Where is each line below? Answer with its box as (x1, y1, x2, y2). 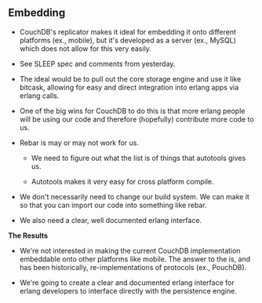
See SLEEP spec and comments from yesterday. (19, 59, 176, 68)
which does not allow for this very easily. (19, 43, 151, 53)
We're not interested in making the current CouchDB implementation (19, 246, 241, 255)
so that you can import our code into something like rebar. (19, 200, 207, 210)
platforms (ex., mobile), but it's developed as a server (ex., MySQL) (19, 35, 237, 45)
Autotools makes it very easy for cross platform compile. (31, 177, 214, 186)
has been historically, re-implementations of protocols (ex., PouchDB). (19, 262, 247, 272)
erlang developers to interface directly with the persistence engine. (19, 286, 237, 295)
